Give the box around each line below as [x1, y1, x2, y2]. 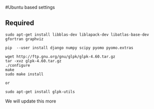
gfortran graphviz [5, 36, 44, 42]
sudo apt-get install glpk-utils [5, 89, 75, 94]
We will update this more [5, 98, 57, 104]
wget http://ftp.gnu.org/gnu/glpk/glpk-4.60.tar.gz [5, 54, 115, 59]
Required [5, 19, 34, 27]
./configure [5, 63, 30, 68]
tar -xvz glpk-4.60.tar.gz [5, 58, 62, 63]
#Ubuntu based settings [5, 5, 55, 10]
